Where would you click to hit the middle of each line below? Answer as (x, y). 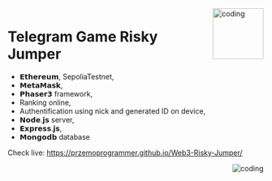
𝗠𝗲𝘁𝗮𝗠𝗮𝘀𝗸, (41, 85)
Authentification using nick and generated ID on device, (112, 111)
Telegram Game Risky (83, 37)
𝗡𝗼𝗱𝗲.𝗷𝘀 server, (47, 119)
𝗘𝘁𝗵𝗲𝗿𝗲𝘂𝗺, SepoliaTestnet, (67, 76)
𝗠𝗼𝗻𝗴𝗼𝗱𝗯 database (54, 136)
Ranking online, (45, 102)
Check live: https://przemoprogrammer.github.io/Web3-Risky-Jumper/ (125, 153)
